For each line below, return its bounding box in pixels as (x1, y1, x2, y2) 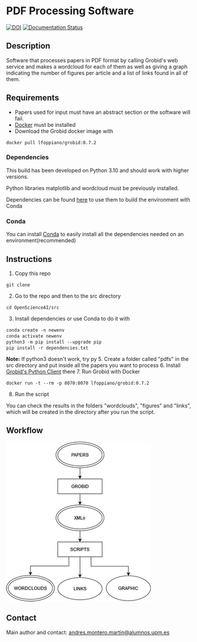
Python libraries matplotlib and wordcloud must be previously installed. (6, 184, 179, 191)
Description (6, 41, 50, 51)
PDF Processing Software (6, 4, 134, 18)
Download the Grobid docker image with (14, 127, 114, 135)
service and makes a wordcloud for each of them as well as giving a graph (6, 63, 188, 70)
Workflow (6, 426, 43, 436)
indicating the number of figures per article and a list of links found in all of (6, 69, 188, 76)
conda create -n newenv (6, 327, 65, 333)
